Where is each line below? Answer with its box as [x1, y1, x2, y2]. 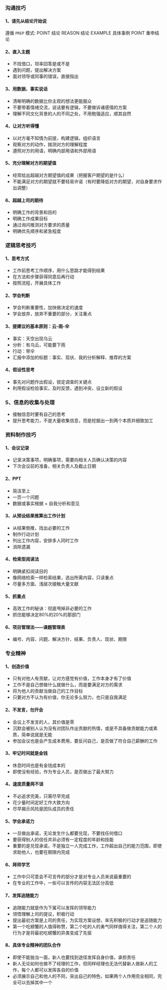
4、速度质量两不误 [5, 781, 44, 787]
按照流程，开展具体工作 [12, 280, 61, 286]
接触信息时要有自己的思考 [12, 411, 66, 418]
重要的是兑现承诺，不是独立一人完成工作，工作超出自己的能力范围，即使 [12, 843, 162, 849]
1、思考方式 [5, 255, 30, 261]
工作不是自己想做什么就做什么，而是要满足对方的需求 [12, 682, 123, 688]
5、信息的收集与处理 [5, 399, 55, 406]
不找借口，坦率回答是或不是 [12, 61, 70, 67]
